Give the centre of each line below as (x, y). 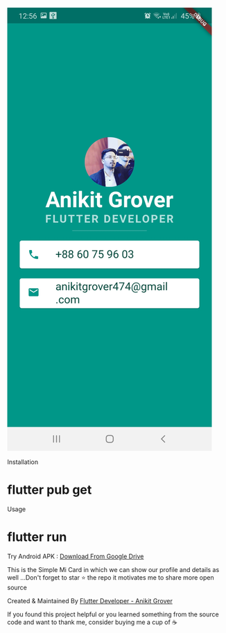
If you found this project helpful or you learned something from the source (113, 614)
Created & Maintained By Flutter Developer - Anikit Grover (90, 600)
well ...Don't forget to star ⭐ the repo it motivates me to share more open (111, 577)
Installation (23, 462)
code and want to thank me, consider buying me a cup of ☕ (93, 622)
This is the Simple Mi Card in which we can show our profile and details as (113, 569)
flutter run (37, 537)
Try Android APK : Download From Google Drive (76, 556)
